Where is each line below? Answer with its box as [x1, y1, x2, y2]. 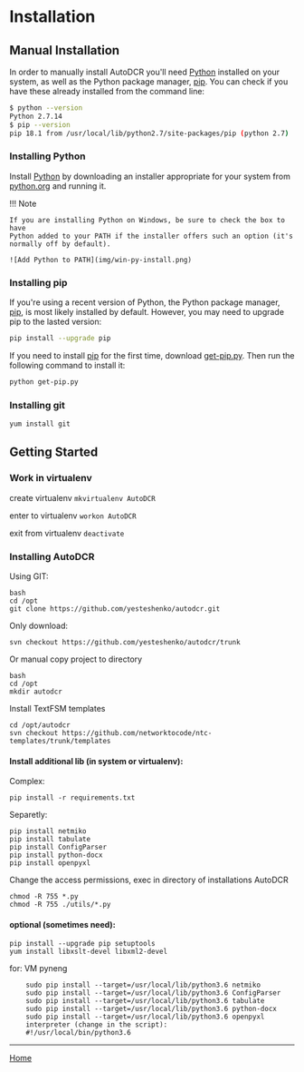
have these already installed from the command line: [9, 86, 205, 96]
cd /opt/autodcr [9, 721, 71, 730]
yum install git [9, 419, 71, 428]
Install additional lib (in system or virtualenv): [9, 755, 184, 766]
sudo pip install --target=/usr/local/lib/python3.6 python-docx [25, 1005, 278, 1014]
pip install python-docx [9, 851, 103, 860]
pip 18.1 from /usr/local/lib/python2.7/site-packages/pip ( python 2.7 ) [9, 129, 290, 138]
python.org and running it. [9, 180, 107, 192]
